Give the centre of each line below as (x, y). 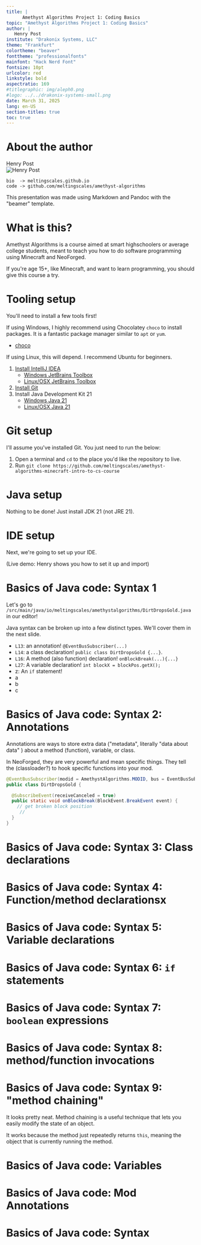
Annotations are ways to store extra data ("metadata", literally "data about (97, 743)
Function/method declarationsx (86, 900)
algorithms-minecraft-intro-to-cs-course (67, 471)
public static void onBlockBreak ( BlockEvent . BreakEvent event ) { (95, 801)
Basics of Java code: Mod (71, 1193)
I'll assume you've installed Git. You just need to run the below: (83, 447)
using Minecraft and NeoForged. (46, 257)
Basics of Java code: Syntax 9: (84, 1088)
